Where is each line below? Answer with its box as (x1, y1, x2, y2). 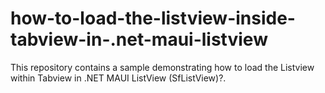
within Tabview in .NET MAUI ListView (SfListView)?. (10, 72, 227, 84)
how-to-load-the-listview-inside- (10, 7, 296, 30)
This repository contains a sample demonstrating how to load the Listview (10, 61, 315, 73)
